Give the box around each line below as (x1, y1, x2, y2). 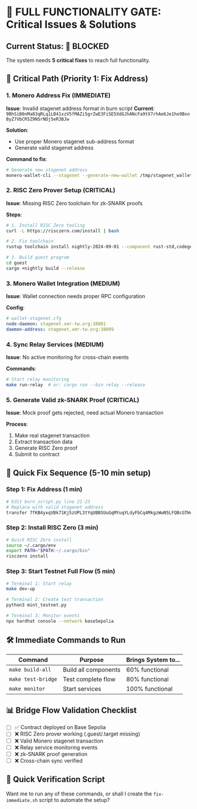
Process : (6, 420, 28, 428)
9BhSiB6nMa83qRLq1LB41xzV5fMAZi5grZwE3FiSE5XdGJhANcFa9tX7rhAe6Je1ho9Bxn (6, 111, 191, 117)
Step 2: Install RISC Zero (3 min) (6, 523, 98, 531)
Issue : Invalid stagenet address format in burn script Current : (6, 105, 155, 112)
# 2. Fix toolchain (6, 238, 54, 245)
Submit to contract (14, 451, 60, 458)
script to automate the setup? (39, 796, 110, 803)
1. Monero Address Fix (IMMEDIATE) (6, 91, 111, 99)
